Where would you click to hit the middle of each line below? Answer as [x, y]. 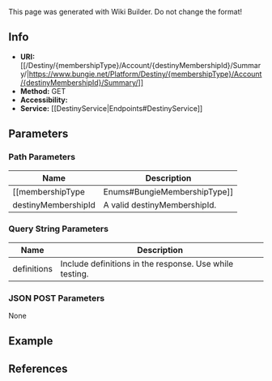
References [38, 368]
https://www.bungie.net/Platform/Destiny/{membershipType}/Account [145, 74]
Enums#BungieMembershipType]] [168, 191]
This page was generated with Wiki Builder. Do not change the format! [125, 12]
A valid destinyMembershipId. [160, 204]
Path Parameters [42, 157]
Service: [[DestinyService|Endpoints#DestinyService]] [111, 108]
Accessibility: [44, 100]
